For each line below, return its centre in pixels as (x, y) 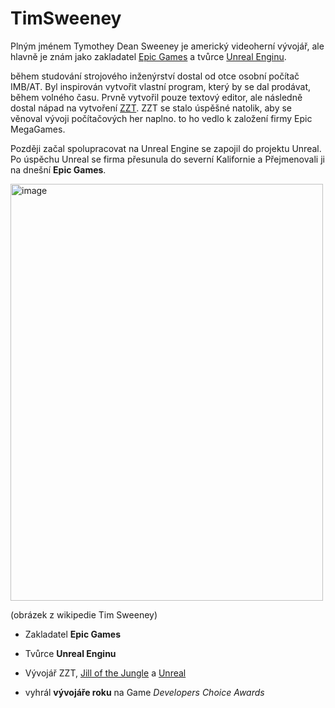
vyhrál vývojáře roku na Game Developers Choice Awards (144, 692)
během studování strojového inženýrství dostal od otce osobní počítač (155, 76)
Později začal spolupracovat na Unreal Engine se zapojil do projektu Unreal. (166, 148)
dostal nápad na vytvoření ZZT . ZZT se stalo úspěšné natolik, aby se (151, 108)
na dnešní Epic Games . (58, 169)
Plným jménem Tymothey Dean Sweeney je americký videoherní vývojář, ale (167, 46)
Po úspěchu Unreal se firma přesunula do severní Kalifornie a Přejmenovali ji (167, 159)
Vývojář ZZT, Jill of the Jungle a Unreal (105, 673)
